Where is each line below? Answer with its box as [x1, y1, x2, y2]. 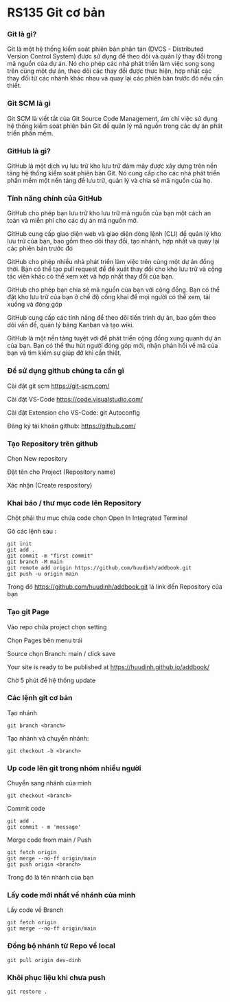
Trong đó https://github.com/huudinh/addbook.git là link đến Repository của [7, 582, 223, 591]
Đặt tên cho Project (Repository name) [7, 468, 115, 476]
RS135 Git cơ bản [7, 5, 106, 21]
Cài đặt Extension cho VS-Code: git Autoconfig [7, 408, 141, 417]
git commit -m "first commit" [7, 552, 94, 560]
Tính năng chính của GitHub [7, 194, 102, 203]
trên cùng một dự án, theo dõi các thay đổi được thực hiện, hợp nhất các [7, 67, 212, 75]
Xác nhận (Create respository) [7, 481, 93, 489]
